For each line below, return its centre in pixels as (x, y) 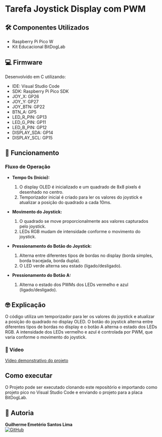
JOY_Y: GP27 (25, 101)
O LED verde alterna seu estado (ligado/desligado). (71, 266)
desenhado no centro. (41, 192)
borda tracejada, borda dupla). (50, 260)
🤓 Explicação (25, 305)
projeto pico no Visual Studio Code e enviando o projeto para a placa (74, 392)
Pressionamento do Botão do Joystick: (52, 246)
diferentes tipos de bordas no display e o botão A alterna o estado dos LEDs (81, 327)
